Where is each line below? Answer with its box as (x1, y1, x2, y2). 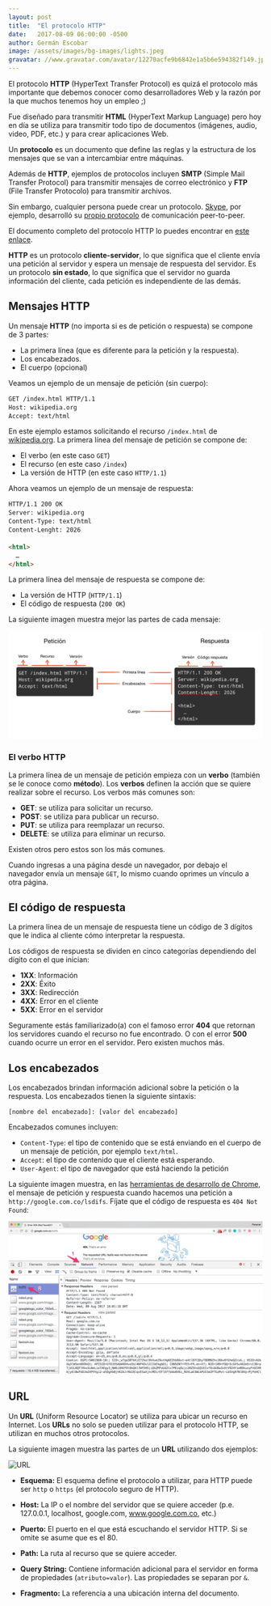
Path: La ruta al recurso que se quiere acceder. (19, 1548, 177, 1557)
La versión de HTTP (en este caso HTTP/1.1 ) (19, 468, 167, 477)
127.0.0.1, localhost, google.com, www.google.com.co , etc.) (19, 1508, 217, 1518)
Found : (8, 1206, 29, 1215)
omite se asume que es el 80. (19, 1532, 119, 1542)
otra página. (8, 877, 48, 887)
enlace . (8, 235, 33, 244)
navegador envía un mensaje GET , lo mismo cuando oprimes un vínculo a (8, 868, 250, 878)
